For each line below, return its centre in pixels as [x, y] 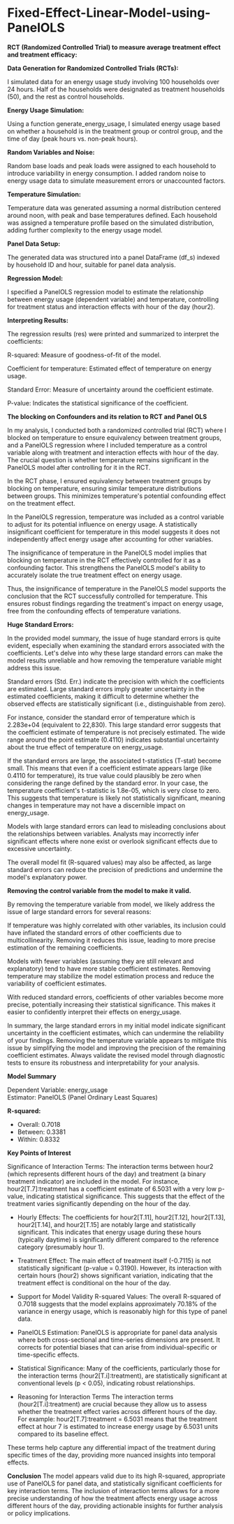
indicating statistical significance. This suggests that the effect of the [125, 1196]
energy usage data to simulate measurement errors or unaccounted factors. [116, 181]
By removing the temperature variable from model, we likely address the [111, 904]
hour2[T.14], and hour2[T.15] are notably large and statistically [107, 1224]
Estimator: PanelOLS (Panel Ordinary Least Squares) [83, 1097]
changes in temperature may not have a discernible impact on [96, 805]
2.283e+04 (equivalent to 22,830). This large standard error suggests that [114, 725]
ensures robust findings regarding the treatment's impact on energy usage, [116, 603]
